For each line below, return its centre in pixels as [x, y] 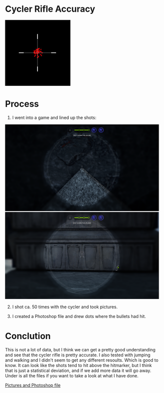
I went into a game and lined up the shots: [54, 117]
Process [22, 104]
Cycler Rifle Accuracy [50, 9]
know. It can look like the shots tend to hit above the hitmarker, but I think [79, 365]
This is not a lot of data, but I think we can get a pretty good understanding [80, 349]
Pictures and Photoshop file [33, 385]
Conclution [28, 336]
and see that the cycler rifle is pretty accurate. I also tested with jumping [78, 355]
